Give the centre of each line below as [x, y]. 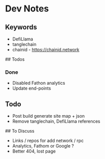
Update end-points [31, 88]
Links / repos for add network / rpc [48, 141]
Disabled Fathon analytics [39, 83]
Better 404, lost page [34, 151]
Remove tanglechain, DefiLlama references [56, 121]
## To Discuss [20, 131]
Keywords [21, 27]
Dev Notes [27, 9]
